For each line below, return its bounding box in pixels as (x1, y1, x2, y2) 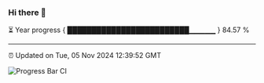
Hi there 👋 (8, 7, 47, 18)
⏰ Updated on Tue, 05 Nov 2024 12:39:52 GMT (8, 51, 162, 60)
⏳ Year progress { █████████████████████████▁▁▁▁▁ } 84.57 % (8, 25, 250, 34)
